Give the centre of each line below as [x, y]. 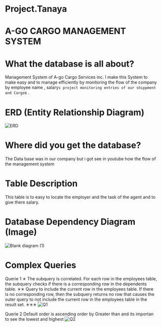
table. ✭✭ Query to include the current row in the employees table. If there [79, 289]
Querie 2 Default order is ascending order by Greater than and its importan [79, 314]
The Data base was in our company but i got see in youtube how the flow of [81, 159]
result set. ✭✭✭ [21, 304]
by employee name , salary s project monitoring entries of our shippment [81, 87]
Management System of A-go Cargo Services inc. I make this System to [76, 77]
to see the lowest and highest [34, 319]
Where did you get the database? [73, 146]
